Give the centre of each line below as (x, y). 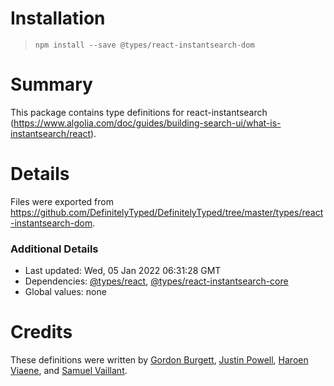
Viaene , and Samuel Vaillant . (69, 371)
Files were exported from (62, 201)
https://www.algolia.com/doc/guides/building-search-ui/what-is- (147, 123)
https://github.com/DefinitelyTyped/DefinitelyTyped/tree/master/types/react (167, 212)
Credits (41, 332)
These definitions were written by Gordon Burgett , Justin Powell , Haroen (159, 360)
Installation (58, 18)
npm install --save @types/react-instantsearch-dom (144, 45)
